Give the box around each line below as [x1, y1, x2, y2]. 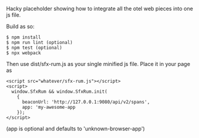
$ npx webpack [6, 50, 42, 56]
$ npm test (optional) [6, 45, 62, 51]
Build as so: [6, 23, 34, 30]
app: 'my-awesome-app [21, 104, 76, 110]
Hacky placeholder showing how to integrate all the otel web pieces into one [6, 5, 193, 12]
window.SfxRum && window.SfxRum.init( [11, 89, 108, 95]
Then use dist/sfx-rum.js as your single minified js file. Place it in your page [6, 61, 191, 67]
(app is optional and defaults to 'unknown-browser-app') [6, 125, 146, 132]
